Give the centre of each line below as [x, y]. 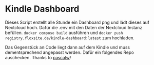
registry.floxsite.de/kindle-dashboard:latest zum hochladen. [70, 38]
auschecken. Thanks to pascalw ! [38, 57]
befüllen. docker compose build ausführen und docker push [64, 32]
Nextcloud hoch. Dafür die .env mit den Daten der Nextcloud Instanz [74, 27]
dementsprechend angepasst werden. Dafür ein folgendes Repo [69, 52]
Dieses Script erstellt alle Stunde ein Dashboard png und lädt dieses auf [77, 22]
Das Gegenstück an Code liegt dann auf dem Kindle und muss [67, 47]
